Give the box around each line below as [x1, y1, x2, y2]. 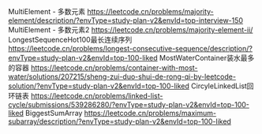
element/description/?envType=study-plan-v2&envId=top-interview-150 [8, 16, 243, 25]
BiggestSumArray [24, 109, 83, 117]
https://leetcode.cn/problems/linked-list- [30, 91, 163, 100]
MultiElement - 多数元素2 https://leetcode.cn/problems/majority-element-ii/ [8, 25, 253, 34]
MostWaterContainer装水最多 [159, 54, 255, 62]
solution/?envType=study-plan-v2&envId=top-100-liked [8, 81, 189, 91]
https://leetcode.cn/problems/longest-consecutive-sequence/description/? [8, 44, 253, 53]
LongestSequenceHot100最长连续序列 [8, 35, 133, 44]
